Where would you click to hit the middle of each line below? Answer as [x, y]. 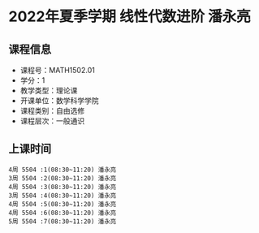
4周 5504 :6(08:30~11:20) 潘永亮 [63, 213]
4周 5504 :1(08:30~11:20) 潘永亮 [63, 170]
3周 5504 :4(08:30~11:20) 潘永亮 [63, 196]
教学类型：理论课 [49, 91]
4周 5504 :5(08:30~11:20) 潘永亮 [63, 204]
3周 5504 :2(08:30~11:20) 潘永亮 [63, 178]
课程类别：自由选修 [52, 111]
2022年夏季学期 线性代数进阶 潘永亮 [130, 17]
